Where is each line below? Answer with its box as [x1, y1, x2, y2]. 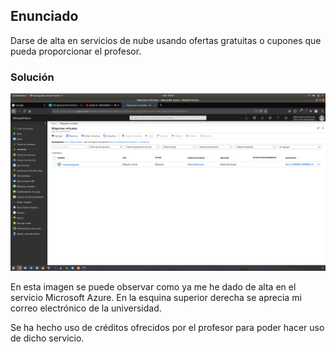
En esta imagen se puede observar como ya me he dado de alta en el [10, 280, 297, 293]
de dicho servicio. [10, 332, 85, 344]
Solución [10, 70, 55, 84]
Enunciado [10, 8, 79, 25]
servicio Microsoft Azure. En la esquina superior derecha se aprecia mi [10, 291, 302, 303]
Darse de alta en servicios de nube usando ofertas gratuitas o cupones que [10, 34, 322, 46]
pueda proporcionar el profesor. [10, 45, 142, 57]
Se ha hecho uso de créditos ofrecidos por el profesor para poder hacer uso [10, 321, 325, 333]
